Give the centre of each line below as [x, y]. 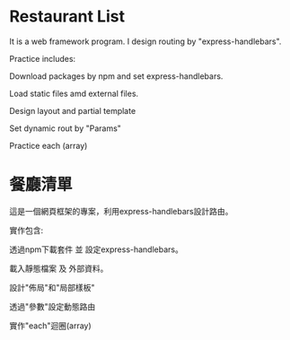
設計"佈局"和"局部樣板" [53, 287]
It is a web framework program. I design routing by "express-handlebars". [145, 41]
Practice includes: [43, 58]
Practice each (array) [48, 145]
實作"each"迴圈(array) [50, 326]
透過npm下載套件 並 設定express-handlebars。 [97, 249]
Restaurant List [67, 17]
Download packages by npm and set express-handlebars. [116, 76]
